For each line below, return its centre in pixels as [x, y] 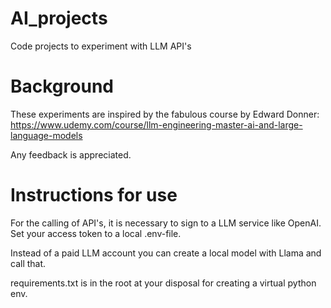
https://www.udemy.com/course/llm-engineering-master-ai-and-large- [156, 124]
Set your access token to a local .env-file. [96, 233]
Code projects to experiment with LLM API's [101, 46]
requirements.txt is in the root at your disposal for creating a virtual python [163, 283]
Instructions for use [94, 195]
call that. [28, 263]
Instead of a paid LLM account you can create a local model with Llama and [166, 253]
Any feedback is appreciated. [71, 154]
